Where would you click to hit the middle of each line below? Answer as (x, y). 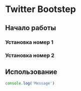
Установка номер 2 (30, 55)
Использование (31, 72)
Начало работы (31, 28)
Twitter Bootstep (40, 9)
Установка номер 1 (29, 42)
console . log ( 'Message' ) (30, 83)
